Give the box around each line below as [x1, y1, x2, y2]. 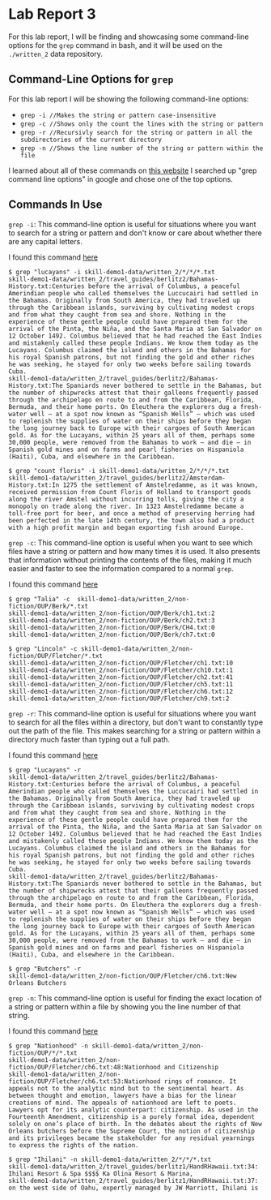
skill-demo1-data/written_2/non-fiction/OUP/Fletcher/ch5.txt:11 [8, 680, 233, 688]
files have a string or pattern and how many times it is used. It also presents [8, 546, 260, 556]
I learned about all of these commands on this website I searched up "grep [8, 166, 257, 175]
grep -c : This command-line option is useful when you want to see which [8, 537, 253, 548]
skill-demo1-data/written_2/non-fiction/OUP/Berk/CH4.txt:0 [8, 623, 216, 631]
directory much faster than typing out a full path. [8, 734, 171, 744]
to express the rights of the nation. [8, 1141, 139, 1149]
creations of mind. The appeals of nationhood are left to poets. [8, 1099, 237, 1107]
